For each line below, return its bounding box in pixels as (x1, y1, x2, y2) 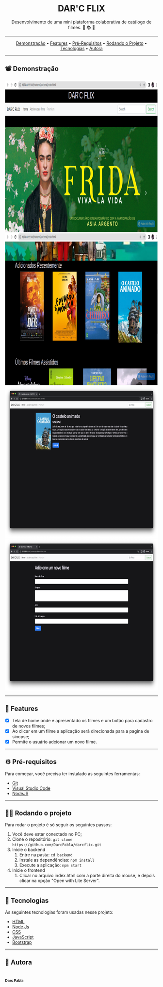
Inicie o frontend (12, 867, 45, 873)
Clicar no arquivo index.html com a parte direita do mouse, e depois (19, 873, 155, 879)
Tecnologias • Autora (60, 45, 103, 51)
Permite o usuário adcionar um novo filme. (12, 739, 97, 745)
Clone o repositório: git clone (12, 836, 73, 842)
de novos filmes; (12, 723, 46, 729)
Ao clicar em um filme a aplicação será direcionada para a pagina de (12, 728, 149, 734)
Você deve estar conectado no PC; (12, 831, 82, 837)
